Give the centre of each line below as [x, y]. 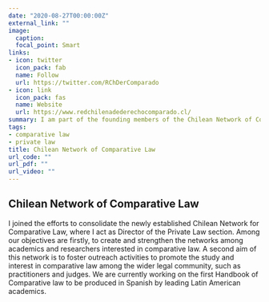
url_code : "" [30, 157]
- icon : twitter [35, 61]
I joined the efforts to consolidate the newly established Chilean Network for [134, 223]
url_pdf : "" [28, 165]
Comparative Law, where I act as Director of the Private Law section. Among [134, 232]
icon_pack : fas [41, 97]
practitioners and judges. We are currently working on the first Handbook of [133, 274]
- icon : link [30, 90]
